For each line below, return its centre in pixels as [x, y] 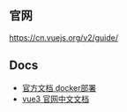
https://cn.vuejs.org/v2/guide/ [64, 37]
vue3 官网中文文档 [56, 99]
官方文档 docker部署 [59, 87]
